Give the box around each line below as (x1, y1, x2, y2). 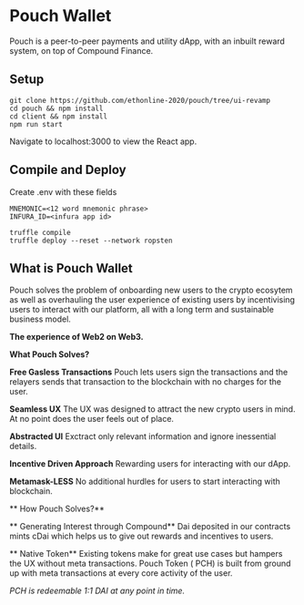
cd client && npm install (9, 111, 107, 121)
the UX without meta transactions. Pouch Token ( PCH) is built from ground (9, 558, 291, 569)
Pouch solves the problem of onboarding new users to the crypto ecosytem (9, 284, 293, 296)
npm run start (9, 119, 64, 128)
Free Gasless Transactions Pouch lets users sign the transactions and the (9, 366, 289, 378)
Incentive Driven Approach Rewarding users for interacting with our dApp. (9, 458, 291, 469)
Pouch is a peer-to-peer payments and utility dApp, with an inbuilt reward (9, 36, 285, 46)
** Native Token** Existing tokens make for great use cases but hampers (9, 549, 283, 559)
